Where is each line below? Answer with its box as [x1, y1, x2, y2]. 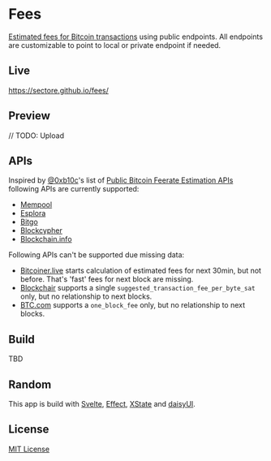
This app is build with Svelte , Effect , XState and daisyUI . [8, 399, 196, 408]
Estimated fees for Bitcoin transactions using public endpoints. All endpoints [8, 32, 264, 41]
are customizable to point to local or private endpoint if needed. [8, 40, 222, 50]
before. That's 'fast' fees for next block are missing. [19, 274, 194, 284]
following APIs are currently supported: [8, 184, 140, 194]
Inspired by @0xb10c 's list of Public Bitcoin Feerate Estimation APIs [8, 175, 234, 185]
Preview [8, 109, 51, 123]
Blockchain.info [19, 235, 72, 244]
